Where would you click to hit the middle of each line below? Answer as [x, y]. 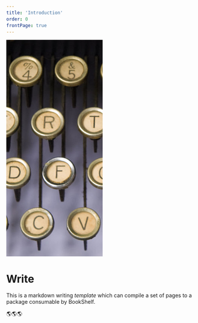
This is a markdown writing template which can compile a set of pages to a [99, 295]
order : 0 [17, 19]
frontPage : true [26, 25]
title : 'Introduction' [35, 13]
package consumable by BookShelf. [51, 302]
